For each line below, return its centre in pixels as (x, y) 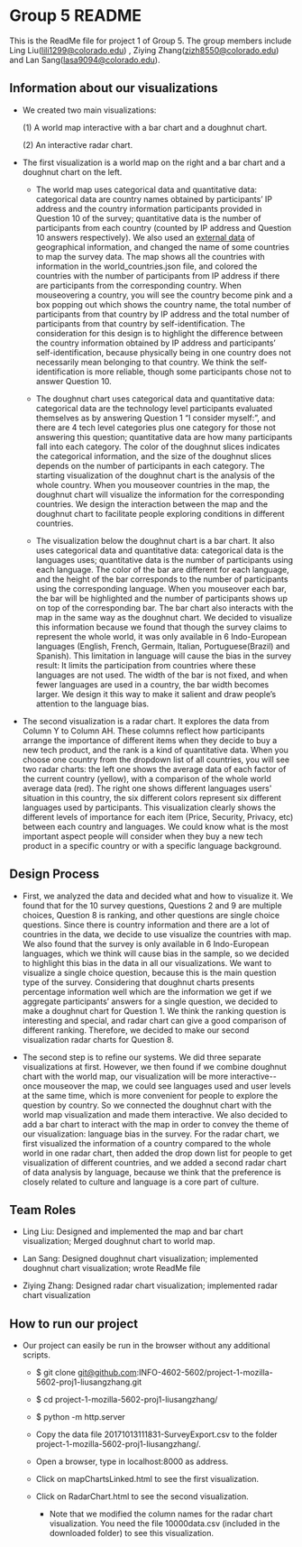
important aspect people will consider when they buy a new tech (142, 836)
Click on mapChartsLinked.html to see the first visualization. (147, 1479)
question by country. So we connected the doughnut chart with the (147, 1105)
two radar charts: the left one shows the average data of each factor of (154, 769)
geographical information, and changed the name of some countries (163, 247)
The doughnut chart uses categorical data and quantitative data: (155, 399)
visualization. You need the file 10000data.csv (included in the (165, 1524)
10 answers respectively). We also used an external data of (145, 237)
